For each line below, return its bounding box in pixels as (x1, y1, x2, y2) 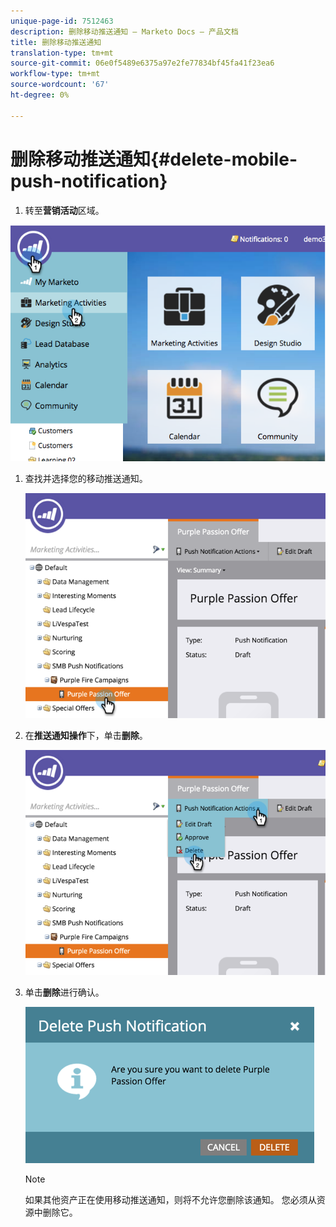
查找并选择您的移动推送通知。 (24, 472, 148, 484)
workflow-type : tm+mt (10, 69, 101, 79)
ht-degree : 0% (10, 90, 70, 100)
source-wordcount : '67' (10, 80, 110, 90)
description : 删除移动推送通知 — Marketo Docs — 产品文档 (10, 26, 239, 37)
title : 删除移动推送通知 (10, 37, 102, 47)
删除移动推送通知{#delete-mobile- (10, 148, 298, 170)
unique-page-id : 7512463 (10, 16, 114, 26)
